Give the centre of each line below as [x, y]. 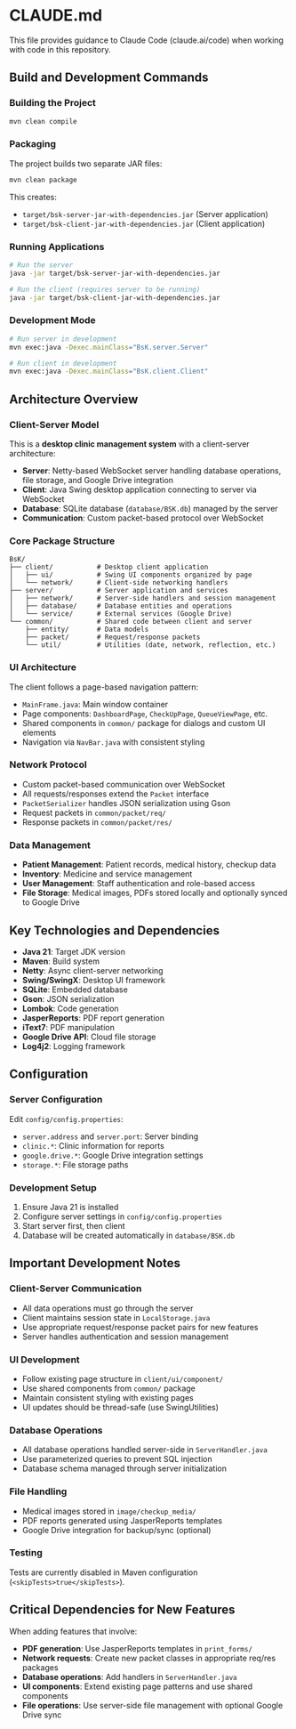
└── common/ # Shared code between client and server [131, 622]
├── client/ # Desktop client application [109, 567]
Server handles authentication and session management [125, 1337]
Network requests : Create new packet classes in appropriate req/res [149, 1658]
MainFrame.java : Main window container [95, 704]
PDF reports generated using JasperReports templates [122, 1520]
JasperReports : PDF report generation [93, 1018]
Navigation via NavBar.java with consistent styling [113, 742]
